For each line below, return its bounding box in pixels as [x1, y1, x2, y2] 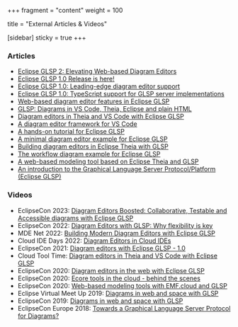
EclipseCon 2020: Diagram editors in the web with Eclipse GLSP [17, 266, 205, 275]
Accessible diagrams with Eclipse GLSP [17, 214, 134, 222]
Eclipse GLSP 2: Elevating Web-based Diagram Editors [17, 67, 177, 76]
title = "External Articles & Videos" [7, 20, 108, 28]
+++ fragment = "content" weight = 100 [7, 6, 123, 14]
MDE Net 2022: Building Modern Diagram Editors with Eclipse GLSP [17, 229, 216, 237]
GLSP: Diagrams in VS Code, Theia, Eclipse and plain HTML [17, 105, 193, 113]
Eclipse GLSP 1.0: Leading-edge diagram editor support [17, 82, 181, 91]
